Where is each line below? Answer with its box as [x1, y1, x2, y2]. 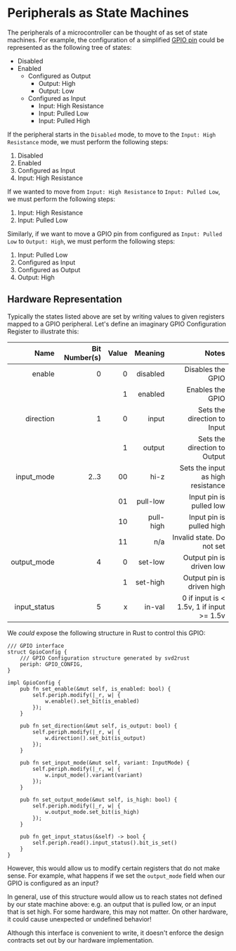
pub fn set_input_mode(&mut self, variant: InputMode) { [20, 759, 190, 766]
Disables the [184, 364, 225, 374]
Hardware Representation [7, 293, 123, 305]
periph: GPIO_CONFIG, [20, 660, 83, 668]
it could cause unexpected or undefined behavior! [7, 914, 152, 923]
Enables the [186, 385, 225, 395]
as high [201, 471, 225, 481]
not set [202, 541, 225, 551]
